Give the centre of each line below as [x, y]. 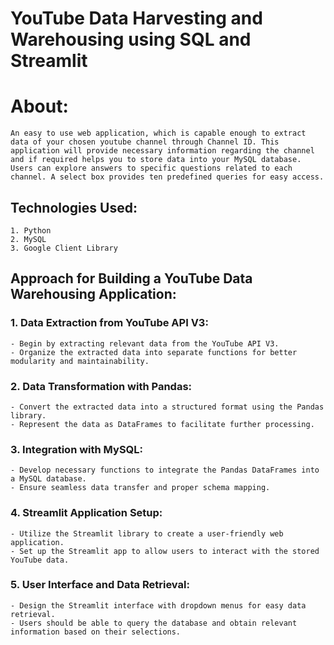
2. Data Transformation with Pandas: [101, 386]
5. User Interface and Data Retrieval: [100, 585]
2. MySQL [28, 239]
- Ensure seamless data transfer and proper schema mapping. [140, 488]
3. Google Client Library [64, 248]
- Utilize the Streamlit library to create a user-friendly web [147, 533]
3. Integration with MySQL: [77, 449]
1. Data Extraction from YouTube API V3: [109, 323]
